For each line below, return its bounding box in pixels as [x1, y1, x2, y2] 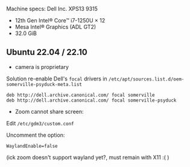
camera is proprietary [14, 63, 69, 70]
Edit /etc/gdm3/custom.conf [6, 119, 74, 126]
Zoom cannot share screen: [14, 108, 84, 115]
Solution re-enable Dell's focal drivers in [6, 75, 107, 82]
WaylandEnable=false [6, 143, 59, 149]
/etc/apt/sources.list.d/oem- [108, 76, 185, 82]
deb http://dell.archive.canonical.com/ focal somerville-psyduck [6, 97, 177, 103]
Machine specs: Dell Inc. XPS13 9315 [6, 5, 98, 12]
